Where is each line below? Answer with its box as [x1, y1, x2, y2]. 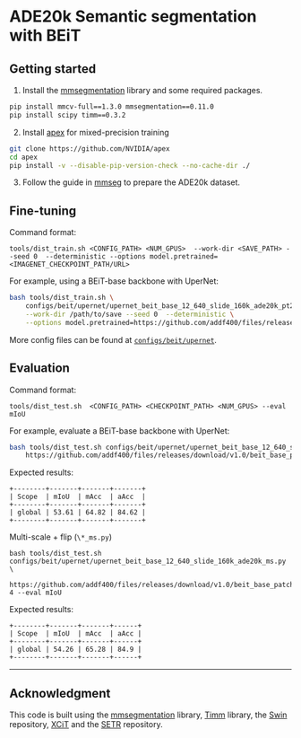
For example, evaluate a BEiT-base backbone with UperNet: [9, 425, 230, 436]
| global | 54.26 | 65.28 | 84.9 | [9, 645, 142, 655]
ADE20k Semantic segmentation [9, 6, 257, 27]
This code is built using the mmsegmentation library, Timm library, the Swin [9, 709, 288, 720]
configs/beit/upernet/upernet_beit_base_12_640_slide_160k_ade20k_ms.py [9, 557, 287, 567]
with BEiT [9, 25, 82, 46]
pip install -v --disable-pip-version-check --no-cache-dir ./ [9, 161, 251, 170]
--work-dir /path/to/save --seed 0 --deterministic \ [25, 310, 235, 319]
